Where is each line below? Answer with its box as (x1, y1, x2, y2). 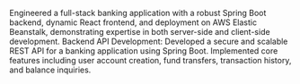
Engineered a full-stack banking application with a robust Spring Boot (9, 8, 267, 18)
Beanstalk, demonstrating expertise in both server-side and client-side (9, 27, 271, 37)
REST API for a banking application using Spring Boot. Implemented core (9, 46, 278, 56)
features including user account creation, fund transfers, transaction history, (9, 55, 292, 65)
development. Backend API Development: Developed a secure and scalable (9, 36, 288, 46)
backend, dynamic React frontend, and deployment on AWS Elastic (9, 17, 258, 28)
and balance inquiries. (9, 64, 92, 75)
